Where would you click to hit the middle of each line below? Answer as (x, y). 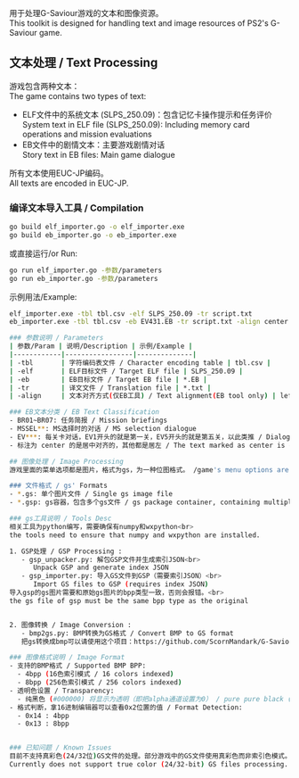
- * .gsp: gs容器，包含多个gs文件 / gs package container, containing (135, 502)
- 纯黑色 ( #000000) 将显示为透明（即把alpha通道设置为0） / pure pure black (151, 699)
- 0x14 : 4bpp (43, 716)
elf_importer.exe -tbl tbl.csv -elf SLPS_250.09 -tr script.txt (131, 314)
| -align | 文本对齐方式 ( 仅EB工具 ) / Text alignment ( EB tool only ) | (143, 396)
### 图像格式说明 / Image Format (67, 658)
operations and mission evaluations (87, 134)
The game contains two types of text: (78, 95)
